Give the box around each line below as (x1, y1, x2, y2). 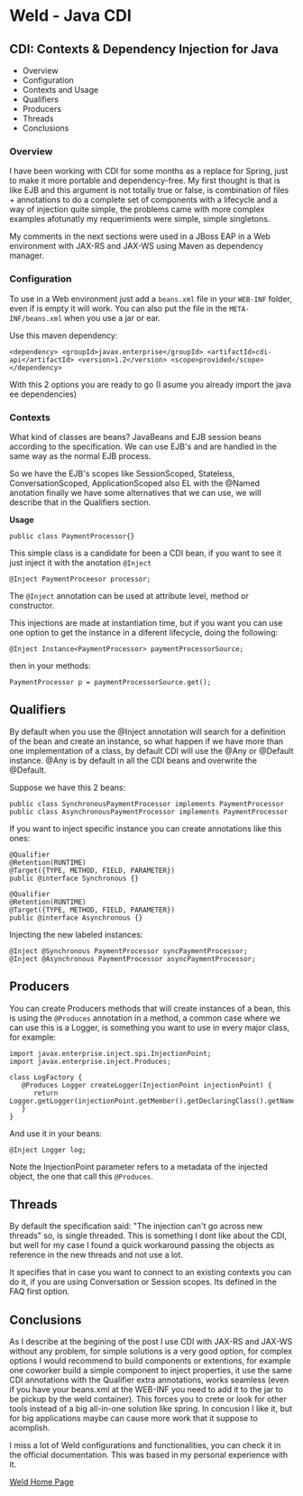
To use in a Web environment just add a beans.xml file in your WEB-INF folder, (9, 293, 293, 304)
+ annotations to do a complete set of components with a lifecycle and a (9, 195, 278, 206)
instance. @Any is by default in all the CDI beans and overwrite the (9, 755, 258, 766)
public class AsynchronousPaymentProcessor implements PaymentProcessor (9, 807, 289, 816)
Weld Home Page (9, 1476, 74, 1488)
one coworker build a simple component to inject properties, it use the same (9, 1365, 293, 1376)
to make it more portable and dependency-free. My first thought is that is (9, 175, 281, 186)
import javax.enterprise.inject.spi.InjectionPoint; (9, 1049, 212, 1058)
